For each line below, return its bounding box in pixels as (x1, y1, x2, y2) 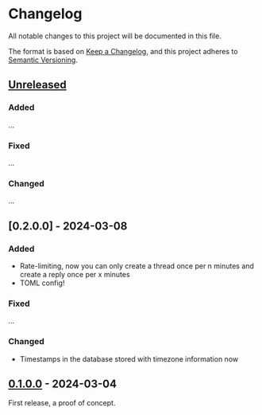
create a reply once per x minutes (19, 269, 130, 279)
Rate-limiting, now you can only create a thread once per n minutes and (19, 260, 254, 271)
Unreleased (8, 78, 67, 92)
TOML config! (19, 278, 65, 288)
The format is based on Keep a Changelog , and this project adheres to (8, 46, 238, 56)
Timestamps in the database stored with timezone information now (19, 354, 239, 363)
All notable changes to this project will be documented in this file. (8, 31, 222, 41)
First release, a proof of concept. (8, 398, 116, 408)
